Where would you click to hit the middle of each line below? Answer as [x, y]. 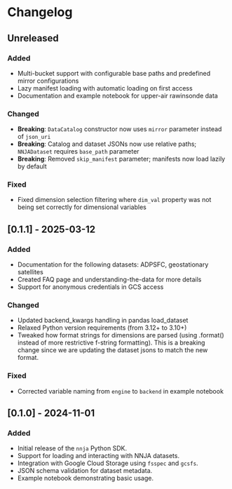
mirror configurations [48, 81]
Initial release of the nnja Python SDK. [72, 448]
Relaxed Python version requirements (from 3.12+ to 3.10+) [102, 328]
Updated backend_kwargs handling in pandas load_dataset [103, 321]
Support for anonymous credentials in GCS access [90, 287]
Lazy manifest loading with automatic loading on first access [105, 88]
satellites [30, 272]
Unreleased [33, 38]
